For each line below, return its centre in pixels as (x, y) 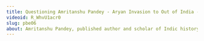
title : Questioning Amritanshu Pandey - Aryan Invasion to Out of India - (103, 12)
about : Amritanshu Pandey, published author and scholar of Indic (92, 29)
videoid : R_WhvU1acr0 (34, 17)
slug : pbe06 (21, 23)
